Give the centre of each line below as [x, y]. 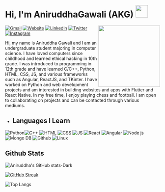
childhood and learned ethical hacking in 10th [51, 58]
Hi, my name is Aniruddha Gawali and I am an [51, 43]
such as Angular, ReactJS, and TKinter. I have [51, 79]
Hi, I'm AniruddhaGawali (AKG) [69, 14]
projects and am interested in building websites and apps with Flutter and [79, 90]
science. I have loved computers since [44, 53]
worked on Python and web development [47, 84]
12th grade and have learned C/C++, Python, [50, 69]
